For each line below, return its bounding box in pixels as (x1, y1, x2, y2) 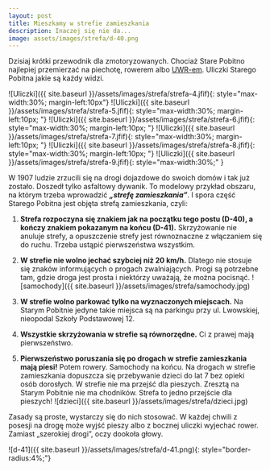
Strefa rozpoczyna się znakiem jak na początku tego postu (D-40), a (19, 214, 254, 224)
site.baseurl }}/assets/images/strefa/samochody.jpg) (75, 281, 251, 291)
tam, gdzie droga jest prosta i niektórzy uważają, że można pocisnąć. (19, 273, 251, 283)
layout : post (8, 11, 52, 20)
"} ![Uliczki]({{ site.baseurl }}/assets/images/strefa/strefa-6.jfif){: (39, 114, 255, 125)
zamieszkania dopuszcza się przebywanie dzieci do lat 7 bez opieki (19, 371, 245, 381)
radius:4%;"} (8, 453, 52, 463)
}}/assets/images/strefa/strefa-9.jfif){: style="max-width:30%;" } (8, 158, 224, 167)
